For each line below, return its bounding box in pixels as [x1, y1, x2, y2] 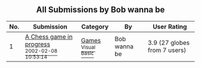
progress [25, 40, 51, 48]
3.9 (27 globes [147, 38, 190, 47]
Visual [81, 44, 96, 50]
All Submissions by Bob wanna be [36, 5, 165, 15]
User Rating [152, 22, 187, 30]
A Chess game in [25, 32, 73, 41]
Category [81, 22, 109, 30]
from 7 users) [147, 46, 187, 54]
